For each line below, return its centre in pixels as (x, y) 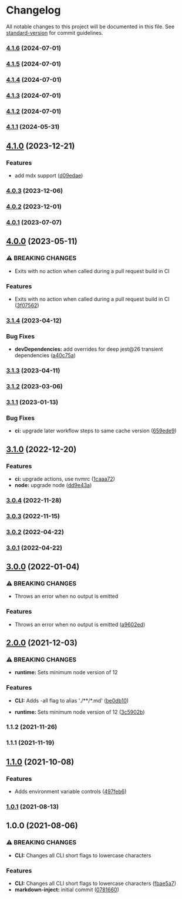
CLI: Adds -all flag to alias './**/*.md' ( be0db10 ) (72, 700)
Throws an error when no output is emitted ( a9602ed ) (80, 624)
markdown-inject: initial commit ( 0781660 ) (67, 890)
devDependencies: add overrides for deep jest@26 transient (89, 349)
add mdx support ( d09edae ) (49, 176)
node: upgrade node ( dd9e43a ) (53, 485)
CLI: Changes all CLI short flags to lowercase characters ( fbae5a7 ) (95, 883)
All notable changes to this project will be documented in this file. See (90, 26)
